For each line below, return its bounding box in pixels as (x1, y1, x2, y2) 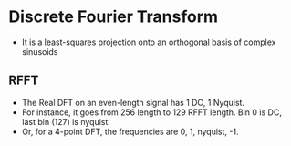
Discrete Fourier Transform (8, 6, 219, 27)
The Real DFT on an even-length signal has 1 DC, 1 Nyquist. (21, 97, 245, 108)
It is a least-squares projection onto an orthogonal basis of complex (21, 36, 276, 47)
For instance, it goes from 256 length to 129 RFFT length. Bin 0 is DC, (21, 107, 282, 118)
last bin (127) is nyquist (21, 116, 109, 127)
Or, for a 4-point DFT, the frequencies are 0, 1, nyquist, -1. (21, 126, 239, 137)
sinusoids (21, 46, 58, 57)
